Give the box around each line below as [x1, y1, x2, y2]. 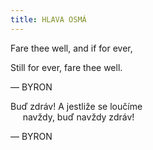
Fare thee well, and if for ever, [10, 42, 133, 54]
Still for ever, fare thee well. [10, 61, 123, 73]
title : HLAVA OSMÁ [10, 14, 87, 25]
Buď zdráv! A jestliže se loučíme [10, 100, 143, 112]
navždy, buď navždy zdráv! [22, 111, 135, 123]
